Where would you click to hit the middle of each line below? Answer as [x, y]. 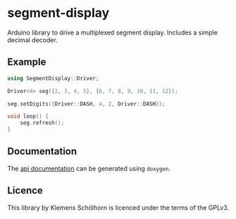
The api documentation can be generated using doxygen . [89, 168]
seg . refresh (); [42, 123]
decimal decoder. [32, 39]
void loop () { [28, 117]
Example [27, 62]
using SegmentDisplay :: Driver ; [53, 78]
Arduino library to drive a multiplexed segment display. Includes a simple [113, 32]
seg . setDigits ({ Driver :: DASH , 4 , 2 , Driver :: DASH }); [86, 104]
